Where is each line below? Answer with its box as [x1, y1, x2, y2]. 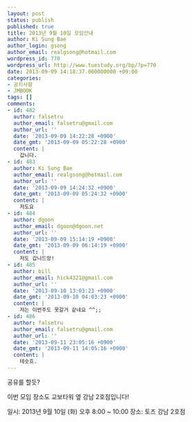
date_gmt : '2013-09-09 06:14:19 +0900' [13, 242, 129, 249]
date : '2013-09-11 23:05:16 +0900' [13, 339, 116, 346]
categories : [7, 74, 42, 82]
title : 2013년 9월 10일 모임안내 [7, 29, 94, 37]
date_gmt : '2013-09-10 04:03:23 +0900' [13, 294, 129, 301]
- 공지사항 [7, 81, 33, 88]
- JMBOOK [7, 87, 33, 94]
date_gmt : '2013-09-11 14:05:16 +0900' [13, 345, 129, 352]
